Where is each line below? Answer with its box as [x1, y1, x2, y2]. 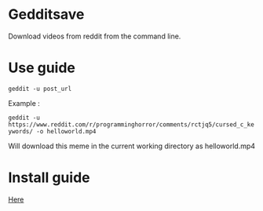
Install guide [8, 169, 90, 187]
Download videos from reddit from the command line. [8, 31, 181, 41]
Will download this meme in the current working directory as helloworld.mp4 [8, 141, 256, 151]
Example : [8, 98, 41, 107]
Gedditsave [8, 5, 85, 24]
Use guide [8, 59, 76, 77]
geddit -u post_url [8, 85, 72, 93]
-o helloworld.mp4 [36, 127, 97, 135]
